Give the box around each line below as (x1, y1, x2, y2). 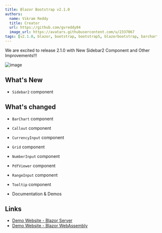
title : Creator (9, 20, 40, 26)
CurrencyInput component (12, 134, 64, 140)
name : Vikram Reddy (9, 16, 49, 21)
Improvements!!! (5, 52, 38, 58)
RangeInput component (12, 172, 58, 178)
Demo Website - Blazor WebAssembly (12, 223, 88, 229)
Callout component (12, 125, 52, 131)
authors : (5, 12, 23, 16)
